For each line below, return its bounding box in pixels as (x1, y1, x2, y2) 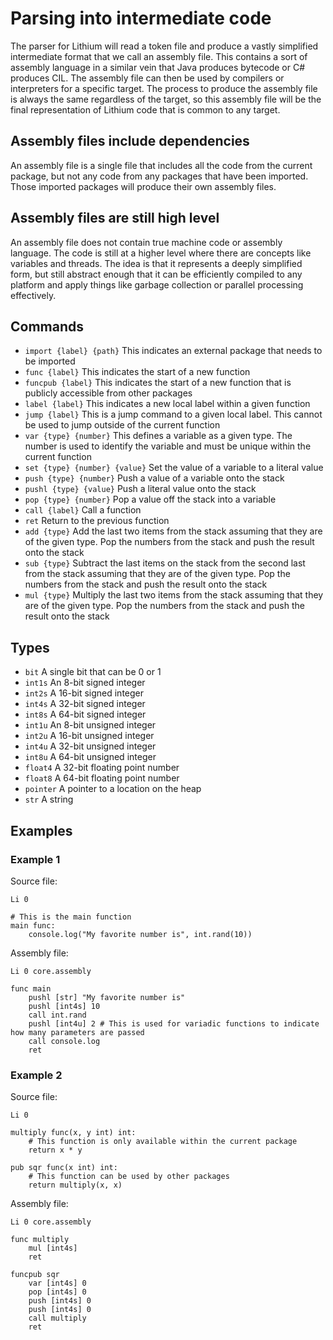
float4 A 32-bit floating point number (24, 762, 180, 774)
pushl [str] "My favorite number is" (28, 992, 186, 1002)
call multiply (28, 1313, 87, 1324)
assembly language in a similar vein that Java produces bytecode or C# (10, 61, 306, 73)
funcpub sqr (10, 1270, 60, 1280)
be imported (24, 355, 76, 367)
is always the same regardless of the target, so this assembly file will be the (10, 93, 322, 105)
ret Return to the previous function (24, 515, 170, 527)
